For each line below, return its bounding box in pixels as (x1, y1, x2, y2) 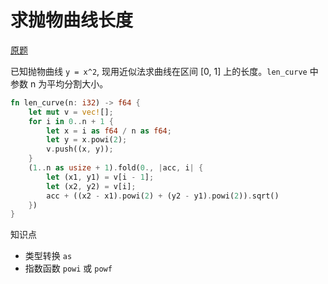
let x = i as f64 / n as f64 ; (46, 126, 172, 136)
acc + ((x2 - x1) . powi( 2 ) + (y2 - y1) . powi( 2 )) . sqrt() (46, 191, 280, 201)
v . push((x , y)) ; (46, 144, 114, 155)
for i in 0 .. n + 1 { (28, 116, 114, 126)
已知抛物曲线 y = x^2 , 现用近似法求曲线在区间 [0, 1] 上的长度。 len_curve (10, 65, 308, 77)
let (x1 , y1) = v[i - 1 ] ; (46, 172, 155, 182)
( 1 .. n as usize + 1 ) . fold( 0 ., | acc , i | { (28, 163, 204, 173)
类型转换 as (24, 250, 73, 262)
